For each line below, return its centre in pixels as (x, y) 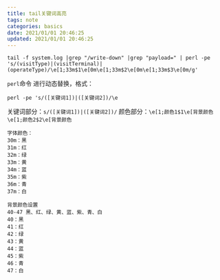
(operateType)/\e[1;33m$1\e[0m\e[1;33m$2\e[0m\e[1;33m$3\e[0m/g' (102, 70)
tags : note (23, 20)
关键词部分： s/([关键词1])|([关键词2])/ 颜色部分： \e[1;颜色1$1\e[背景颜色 (110, 111)
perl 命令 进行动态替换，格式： (51, 84)
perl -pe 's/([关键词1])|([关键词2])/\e (63, 98)
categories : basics (35, 26)
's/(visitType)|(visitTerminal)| (55, 64)
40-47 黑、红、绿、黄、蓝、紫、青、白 (55, 213)
